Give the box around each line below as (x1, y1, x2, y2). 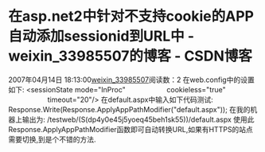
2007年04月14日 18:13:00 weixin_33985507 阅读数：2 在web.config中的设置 (8, 75, 255, 84)
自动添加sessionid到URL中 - (8, 27, 195, 45)
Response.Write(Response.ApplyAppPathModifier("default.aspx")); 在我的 (8, 104, 251, 114)
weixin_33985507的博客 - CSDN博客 (8, 47, 252, 65)
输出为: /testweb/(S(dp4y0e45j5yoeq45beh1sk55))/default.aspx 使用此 (21, 115, 255, 124)
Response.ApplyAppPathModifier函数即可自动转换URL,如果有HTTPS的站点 (8, 124, 253, 134)
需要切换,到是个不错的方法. (8, 134, 97, 144)
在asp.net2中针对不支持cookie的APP (8, 7, 255, 25)
